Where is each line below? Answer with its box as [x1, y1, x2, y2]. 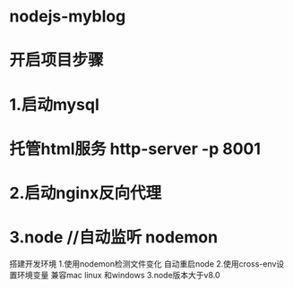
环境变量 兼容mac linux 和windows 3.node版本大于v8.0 [16, 269, 221, 280]
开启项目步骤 [9, 50, 105, 71]
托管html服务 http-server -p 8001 [9, 139, 262, 158]
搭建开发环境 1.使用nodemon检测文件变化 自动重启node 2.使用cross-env [9, 258, 277, 269]
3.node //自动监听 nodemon [9, 227, 218, 248]
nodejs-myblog [9, 6, 126, 27]
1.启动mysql [9, 94, 100, 115]
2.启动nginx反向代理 [9, 183, 162, 203]
